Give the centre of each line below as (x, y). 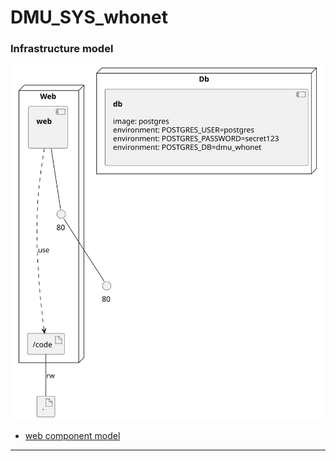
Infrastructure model (62, 49)
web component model (72, 435)
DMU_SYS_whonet (89, 17)
